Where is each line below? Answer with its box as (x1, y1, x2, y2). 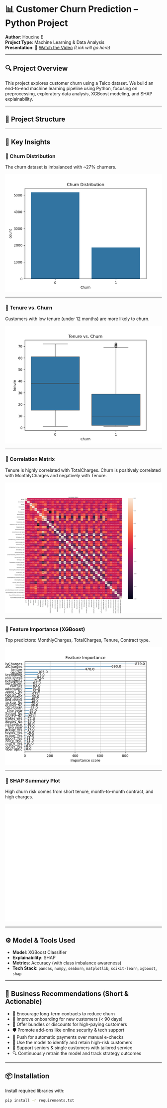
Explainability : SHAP (12, 955, 56, 961)
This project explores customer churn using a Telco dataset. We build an (5, 80, 154, 86)
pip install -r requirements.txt (5, 1098, 75, 1103)
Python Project (5, 17, 68, 29)
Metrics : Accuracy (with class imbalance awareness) (12, 960, 122, 966)
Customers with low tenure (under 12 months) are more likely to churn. (5, 316, 150, 322)
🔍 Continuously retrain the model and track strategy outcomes (12, 1050, 142, 1056)
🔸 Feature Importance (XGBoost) (5, 626, 85, 633)
